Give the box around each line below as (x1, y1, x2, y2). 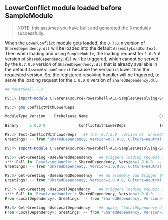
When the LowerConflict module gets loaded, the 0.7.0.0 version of (5, 40, 146, 46)
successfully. (17, 30, 45, 36)
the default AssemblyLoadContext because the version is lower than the (5, 66, 150, 72)
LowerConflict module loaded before (5, 4, 122, 12)
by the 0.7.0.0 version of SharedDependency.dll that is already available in (5, 61, 157, 67)
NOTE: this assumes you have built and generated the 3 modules (17, 25, 151, 31)
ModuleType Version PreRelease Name (5, 114, 88, 119)
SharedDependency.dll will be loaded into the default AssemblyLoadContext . (5, 45, 157, 51)
